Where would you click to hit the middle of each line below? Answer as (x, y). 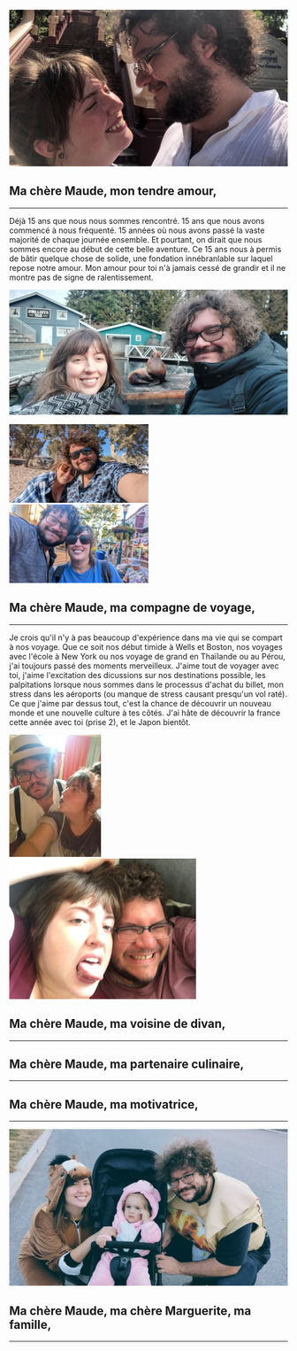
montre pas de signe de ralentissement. (81, 277)
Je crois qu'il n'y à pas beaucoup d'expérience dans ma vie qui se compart (146, 637)
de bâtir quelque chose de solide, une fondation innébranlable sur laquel (141, 259)
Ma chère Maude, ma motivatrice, (104, 1104)
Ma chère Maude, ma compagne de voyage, (133, 608)
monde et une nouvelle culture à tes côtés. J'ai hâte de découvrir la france (145, 713)
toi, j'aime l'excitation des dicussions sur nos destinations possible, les (138, 675)
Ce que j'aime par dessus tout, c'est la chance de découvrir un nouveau (141, 703)
